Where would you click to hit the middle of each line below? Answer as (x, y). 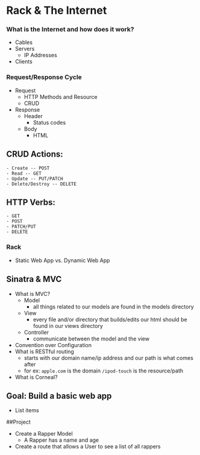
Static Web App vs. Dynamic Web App (62, 260)
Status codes (49, 122)
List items (27, 410)
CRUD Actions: (35, 154)
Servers (25, 49)
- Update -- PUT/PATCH (35, 178)
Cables (24, 42)
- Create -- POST (28, 168)
